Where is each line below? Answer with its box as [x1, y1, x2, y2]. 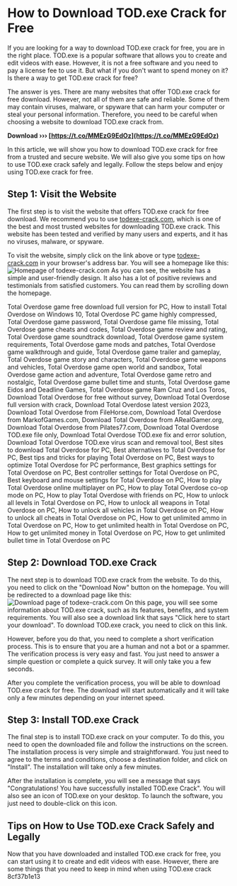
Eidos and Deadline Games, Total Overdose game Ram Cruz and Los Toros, [7, 385, 227, 394]
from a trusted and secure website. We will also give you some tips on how [7, 153, 226, 161]
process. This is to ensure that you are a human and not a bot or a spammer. [7, 642, 230, 650]
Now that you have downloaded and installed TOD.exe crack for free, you [7, 850, 221, 858]
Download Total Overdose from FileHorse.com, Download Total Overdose [7, 408, 221, 416]
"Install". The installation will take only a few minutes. [7, 763, 162, 771]
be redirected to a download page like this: [7, 590, 132, 599]
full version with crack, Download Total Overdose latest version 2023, [7, 400, 210, 409]
